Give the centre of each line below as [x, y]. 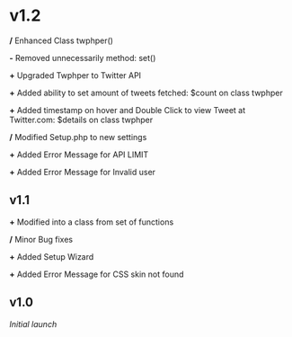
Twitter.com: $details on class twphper [81, 120]
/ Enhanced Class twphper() [62, 40]
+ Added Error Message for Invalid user [82, 172]
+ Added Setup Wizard [52, 256]
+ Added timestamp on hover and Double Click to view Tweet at [128, 110]
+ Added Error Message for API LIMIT [79, 155]
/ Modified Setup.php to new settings [78, 137]
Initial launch [33, 324]
